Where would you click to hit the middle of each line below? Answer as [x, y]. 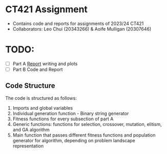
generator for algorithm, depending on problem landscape [74, 140]
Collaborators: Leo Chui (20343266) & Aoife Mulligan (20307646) [82, 29]
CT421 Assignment [46, 9]
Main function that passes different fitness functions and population [84, 135]
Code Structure [30, 86]
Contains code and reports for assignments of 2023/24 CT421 [78, 23]
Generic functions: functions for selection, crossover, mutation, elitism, [87, 124]
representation [28, 146]
